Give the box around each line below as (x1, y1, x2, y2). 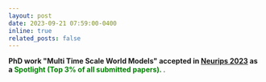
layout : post (8, 11, 52, 20)
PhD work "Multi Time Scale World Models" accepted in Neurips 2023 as (8, 56, 258, 66)
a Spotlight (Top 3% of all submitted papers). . (8, 65, 166, 75)
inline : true (8, 27, 52, 35)
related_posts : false (8, 34, 81, 43)
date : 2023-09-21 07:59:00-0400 (8, 19, 117, 27)
